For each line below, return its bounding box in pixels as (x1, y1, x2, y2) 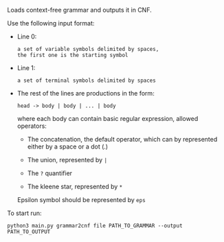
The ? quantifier (27, 169, 73, 177)
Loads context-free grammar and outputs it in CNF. (7, 6, 153, 14)
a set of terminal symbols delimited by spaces (16, 77, 156, 84)
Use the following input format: (7, 19, 95, 27)
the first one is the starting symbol (16, 52, 128, 58)
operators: (16, 122, 47, 130)
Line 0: (16, 32, 37, 41)
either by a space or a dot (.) (27, 142, 109, 151)
